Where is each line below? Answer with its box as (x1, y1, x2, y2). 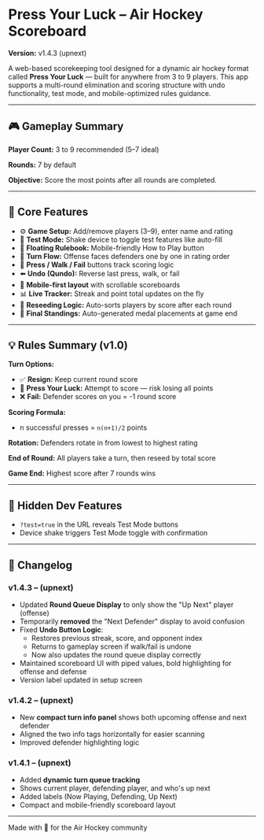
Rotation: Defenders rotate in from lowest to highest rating (8, 439, 198, 448)
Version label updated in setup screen (19, 675, 143, 684)
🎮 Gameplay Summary (8, 120, 124, 133)
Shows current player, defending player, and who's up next (19, 783, 211, 793)
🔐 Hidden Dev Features (8, 498, 123, 513)
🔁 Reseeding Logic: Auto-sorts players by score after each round (19, 300, 232, 309)
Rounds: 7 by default (8, 160, 77, 169)
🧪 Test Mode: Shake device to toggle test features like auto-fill (19, 235, 222, 244)
